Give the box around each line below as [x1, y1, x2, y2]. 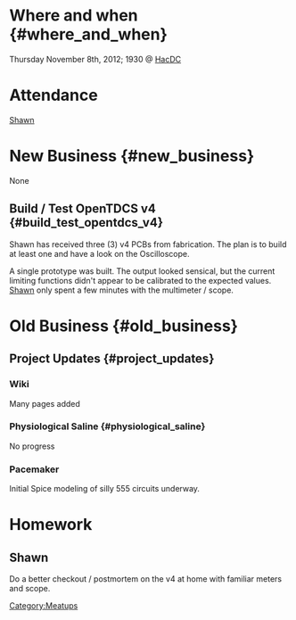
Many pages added [9, 398, 80, 409]
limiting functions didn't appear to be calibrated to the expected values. [9, 275, 272, 285]
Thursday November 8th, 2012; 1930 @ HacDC [9, 54, 182, 64]
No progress [9, 441, 55, 451]
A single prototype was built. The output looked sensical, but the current [9, 265, 275, 277]
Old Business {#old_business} [9, 316, 239, 335]
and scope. [9, 583, 51, 594]
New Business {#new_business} [9, 146, 255, 166]
